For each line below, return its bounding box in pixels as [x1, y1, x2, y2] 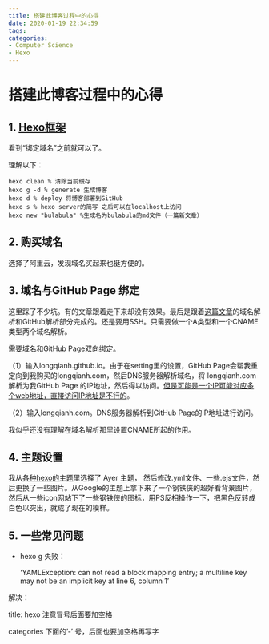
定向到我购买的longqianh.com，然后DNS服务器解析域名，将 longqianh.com [8, 370, 256, 380]
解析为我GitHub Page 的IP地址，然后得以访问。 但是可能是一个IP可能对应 [8, 380, 247, 390]
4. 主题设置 [8, 450, 63, 465]
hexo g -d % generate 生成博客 [8, 186, 108, 194]
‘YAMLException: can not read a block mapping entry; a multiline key [19, 568, 247, 578]
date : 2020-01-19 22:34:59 [8, 19, 98, 27]
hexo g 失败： [19, 552, 66, 561]
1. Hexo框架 [8, 120, 66, 134]
